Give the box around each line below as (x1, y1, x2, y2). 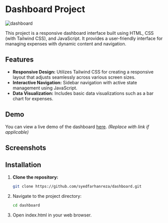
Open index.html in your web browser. (12, 212, 92, 218)
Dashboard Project (5, 4, 85, 15)
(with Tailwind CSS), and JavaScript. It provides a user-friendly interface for (5, 35, 163, 41)
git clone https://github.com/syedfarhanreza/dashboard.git (12, 184, 142, 189)
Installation (5, 160, 41, 170)
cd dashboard (12, 203, 40, 208)
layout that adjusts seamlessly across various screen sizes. (12, 74, 136, 80)
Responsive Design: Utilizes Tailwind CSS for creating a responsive (12, 69, 154, 75)
